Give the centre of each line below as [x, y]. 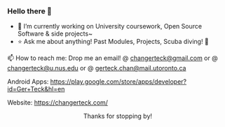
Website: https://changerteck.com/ [58, 103]
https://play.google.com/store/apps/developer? [118, 82]
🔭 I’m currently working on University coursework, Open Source [109, 27]
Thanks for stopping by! [118, 116]
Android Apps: [28, 82]
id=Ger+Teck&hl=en [36, 89]
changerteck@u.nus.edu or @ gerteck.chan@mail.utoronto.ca [97, 68]
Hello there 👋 [30, 11]
